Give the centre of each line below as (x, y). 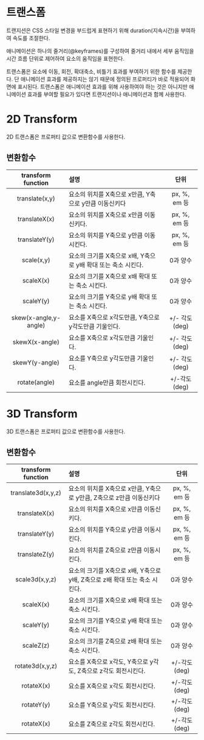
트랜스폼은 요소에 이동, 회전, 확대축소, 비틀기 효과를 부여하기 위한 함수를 (91, 71)
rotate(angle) (36, 382)
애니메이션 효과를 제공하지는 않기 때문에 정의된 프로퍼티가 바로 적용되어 (105, 79)
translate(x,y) (36, 198)
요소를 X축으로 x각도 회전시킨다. (112, 686)
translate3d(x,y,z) (36, 493)
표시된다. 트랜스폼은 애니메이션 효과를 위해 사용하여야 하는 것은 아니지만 (103, 86)
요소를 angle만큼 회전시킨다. (107, 382)
